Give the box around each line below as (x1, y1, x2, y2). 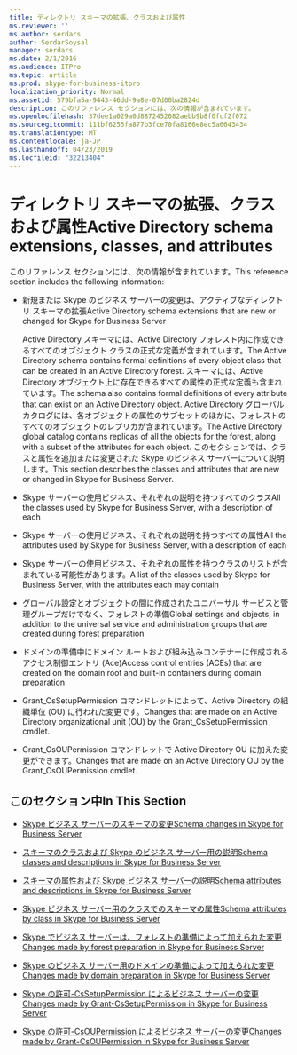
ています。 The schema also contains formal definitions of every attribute (21, 388, 288, 399)
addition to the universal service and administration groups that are (21, 619, 268, 630)
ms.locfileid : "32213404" (9, 153, 105, 163)
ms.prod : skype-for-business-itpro (9, 79, 141, 88)
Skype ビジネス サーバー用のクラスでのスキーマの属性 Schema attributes (21, 903, 287, 915)
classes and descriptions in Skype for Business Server (21, 857, 222, 868)
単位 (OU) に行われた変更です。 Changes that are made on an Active (29, 707, 277, 718)
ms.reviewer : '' (9, 21, 69, 30)
